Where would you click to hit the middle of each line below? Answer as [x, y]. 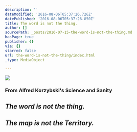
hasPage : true [20, 37]
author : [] [16, 28]
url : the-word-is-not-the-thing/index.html [50, 55]
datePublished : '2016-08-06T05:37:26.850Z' [50, 19]
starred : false [21, 51]
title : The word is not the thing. [41, 23]
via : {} [13, 46]
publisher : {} [20, 42]
